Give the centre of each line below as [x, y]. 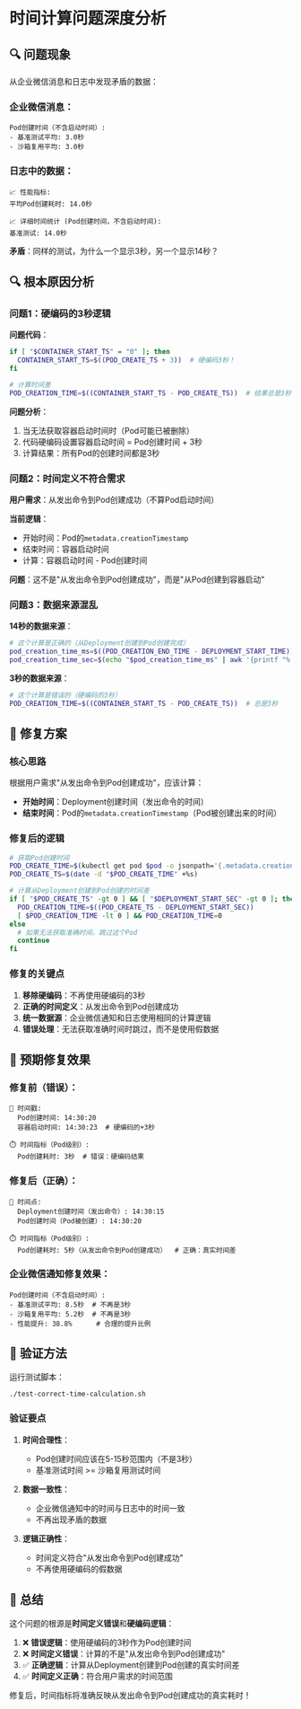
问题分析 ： [29, 411]
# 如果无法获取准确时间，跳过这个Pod [77, 932]
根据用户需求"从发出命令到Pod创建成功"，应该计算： [107, 783]
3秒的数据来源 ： [39, 678]
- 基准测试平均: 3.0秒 [47, 137]
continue [34, 941]
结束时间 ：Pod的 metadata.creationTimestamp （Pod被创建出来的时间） [152, 813]
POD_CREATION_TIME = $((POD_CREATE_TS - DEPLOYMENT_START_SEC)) [136, 907]
